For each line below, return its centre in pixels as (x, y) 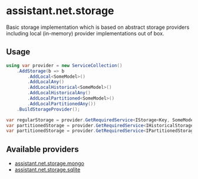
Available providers (42, 149)
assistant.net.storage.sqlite (47, 170)
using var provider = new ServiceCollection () (64, 65)
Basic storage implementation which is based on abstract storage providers (98, 27)
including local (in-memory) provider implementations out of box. (85, 33)
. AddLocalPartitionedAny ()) (62, 104)
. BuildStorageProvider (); (49, 109)
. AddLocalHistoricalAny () (59, 93)
